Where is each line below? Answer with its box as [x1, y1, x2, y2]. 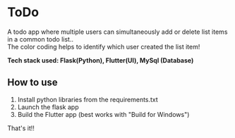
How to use [7, 77, 58, 89]
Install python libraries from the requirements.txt [17, 95, 159, 103]
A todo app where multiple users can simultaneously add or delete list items [7, 27, 228, 36]
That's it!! [7, 124, 35, 132]
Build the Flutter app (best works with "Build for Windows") [17, 110, 190, 118]
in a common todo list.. [7, 34, 74, 43]
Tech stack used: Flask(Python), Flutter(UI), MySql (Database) [7, 56, 194, 64]
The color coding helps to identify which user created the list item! [7, 42, 200, 51]
